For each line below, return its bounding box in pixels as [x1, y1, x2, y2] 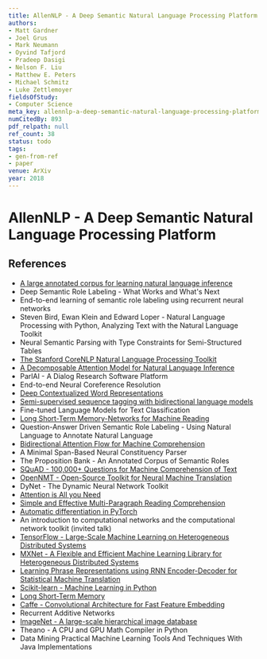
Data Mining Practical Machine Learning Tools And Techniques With [19, 634, 242, 643]
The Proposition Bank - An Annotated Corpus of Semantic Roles [19, 455, 230, 466]
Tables [19, 345, 42, 355]
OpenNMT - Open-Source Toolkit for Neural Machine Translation [19, 473, 233, 482]
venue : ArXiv [8, 167, 52, 175]
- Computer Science [8, 100, 73, 108]
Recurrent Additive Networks [19, 608, 115, 618]
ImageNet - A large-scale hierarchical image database [19, 616, 198, 626]
